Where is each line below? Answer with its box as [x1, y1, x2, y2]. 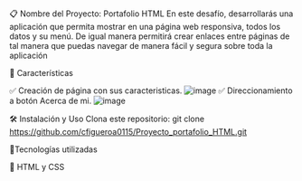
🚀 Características [9, 68, 74, 78]
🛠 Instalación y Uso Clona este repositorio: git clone [9, 113, 205, 124]
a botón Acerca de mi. [9, 95, 92, 106]
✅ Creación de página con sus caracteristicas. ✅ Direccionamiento [9, 85, 293, 96]
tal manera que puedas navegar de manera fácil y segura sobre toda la [9, 41, 273, 51]
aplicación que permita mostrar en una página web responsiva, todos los [9, 22, 281, 32]
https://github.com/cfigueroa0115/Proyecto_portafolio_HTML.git [9, 127, 247, 137]
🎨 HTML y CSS [9, 162, 65, 172]
